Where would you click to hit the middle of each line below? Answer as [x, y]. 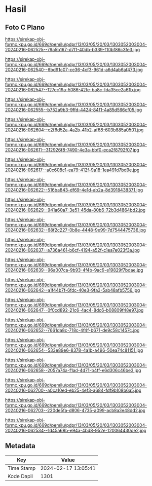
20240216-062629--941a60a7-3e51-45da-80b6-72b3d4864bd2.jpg [75, 210]
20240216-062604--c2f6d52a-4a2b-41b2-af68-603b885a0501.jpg [75, 130]
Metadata [20, 446]
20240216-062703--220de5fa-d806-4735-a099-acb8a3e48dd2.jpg [75, 410]
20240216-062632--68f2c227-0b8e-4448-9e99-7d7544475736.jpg [76, 230]
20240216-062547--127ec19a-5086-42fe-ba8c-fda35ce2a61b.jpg [73, 90]
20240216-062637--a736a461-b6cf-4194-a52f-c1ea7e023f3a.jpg [72, 250]
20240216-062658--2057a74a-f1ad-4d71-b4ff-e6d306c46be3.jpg [73, 370]
